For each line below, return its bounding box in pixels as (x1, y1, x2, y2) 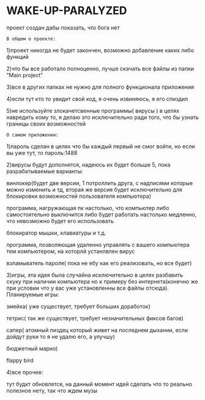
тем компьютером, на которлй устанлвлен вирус (6, 247, 135, 255)
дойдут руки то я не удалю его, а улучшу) (6, 333, 115, 340)
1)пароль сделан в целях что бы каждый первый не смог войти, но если (6, 142, 195, 150)
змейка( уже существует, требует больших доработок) (6, 303, 151, 310)
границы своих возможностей (6, 120, 86, 127)
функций (6, 53, 29, 60)
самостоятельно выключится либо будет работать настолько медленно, (6, 211, 197, 218)
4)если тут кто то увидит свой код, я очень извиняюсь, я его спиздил (6, 95, 188, 102)
